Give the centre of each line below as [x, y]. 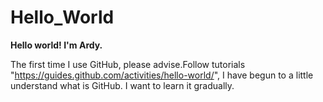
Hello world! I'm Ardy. [56, 45]
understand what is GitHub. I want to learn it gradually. [122, 85]
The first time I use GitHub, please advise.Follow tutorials [128, 64]
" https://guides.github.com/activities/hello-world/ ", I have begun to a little [162, 75]
